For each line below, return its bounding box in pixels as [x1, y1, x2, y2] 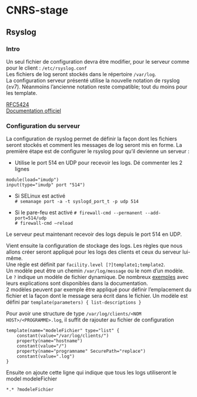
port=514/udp [14, 215, 47, 221]
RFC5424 [6, 101, 29, 108]
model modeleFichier [6, 375, 58, 382]
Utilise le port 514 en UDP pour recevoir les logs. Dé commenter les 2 [14, 159, 183, 166]
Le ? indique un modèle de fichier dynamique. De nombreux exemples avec [6, 274, 189, 281]
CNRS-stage [6, 4, 69, 17]
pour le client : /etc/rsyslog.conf [6, 64, 87, 71]
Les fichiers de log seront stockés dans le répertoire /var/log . [6, 70, 156, 77]
